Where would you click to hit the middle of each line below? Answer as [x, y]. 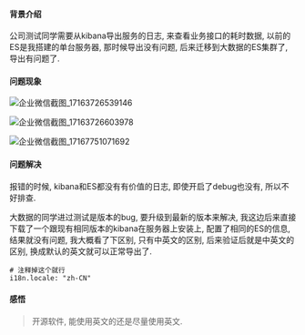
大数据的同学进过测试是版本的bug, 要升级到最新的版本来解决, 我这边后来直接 [153, 217]
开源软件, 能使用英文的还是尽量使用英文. [107, 321]
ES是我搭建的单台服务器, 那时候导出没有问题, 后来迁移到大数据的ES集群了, [149, 47]
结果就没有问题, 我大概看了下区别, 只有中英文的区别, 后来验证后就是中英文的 [152, 239]
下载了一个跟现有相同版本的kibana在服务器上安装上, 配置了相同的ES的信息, [150, 228]
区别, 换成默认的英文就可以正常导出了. [81, 251]
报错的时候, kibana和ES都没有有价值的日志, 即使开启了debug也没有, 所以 [146, 186]
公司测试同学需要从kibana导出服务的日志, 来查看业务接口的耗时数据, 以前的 [150, 36]
